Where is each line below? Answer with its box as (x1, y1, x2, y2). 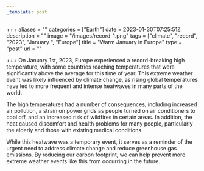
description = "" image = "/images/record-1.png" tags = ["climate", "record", (6, 32, 198, 39)
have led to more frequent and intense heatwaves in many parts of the (6, 82, 183, 90)
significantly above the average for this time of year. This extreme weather (6, 69, 193, 76)
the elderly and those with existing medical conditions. (6, 126, 143, 133)
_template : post (6, 8, 47, 15)
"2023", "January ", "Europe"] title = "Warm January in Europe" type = (6, 38, 183, 45)
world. (6, 89, 23, 96)
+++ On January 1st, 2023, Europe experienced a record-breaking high (6, 56, 185, 64)
